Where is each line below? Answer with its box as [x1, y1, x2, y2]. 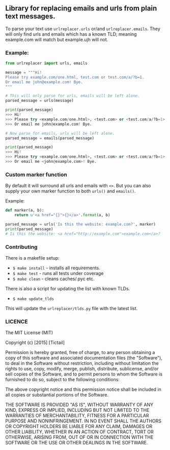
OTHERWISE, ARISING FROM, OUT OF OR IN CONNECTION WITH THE [5, 434, 154, 440]
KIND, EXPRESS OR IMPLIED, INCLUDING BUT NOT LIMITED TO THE [5, 407, 150, 413]
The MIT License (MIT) [5, 330, 53, 336]
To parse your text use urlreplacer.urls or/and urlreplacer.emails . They [5, 26, 160, 32]
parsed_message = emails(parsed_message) [5, 135, 95, 141]
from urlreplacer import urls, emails [5, 61, 88, 66]
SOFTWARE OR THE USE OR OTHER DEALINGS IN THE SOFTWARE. [5, 440, 148, 446]
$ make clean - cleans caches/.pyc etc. [12, 276, 95, 282]
